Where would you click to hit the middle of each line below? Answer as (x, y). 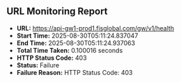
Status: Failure (38, 65)
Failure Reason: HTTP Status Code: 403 (74, 72)
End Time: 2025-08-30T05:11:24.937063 (76, 43)
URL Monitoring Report (57, 11)
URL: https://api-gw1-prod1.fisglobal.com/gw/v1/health (95, 28)
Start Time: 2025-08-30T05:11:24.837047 (77, 35)
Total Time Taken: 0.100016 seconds (70, 50)
